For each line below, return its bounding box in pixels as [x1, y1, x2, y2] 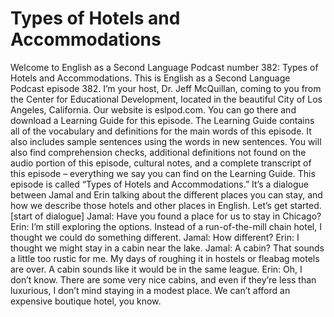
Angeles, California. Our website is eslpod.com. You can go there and [10, 103, 297, 116]
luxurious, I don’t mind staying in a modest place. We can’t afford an [10, 284, 291, 296]
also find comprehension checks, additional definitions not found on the [10, 146, 307, 158]
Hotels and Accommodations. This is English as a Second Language [10, 72, 291, 84]
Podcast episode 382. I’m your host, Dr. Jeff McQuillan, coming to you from [10, 82, 322, 94]
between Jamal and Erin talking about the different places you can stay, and [10, 188, 323, 201]
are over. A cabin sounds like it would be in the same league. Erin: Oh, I [10, 263, 303, 275]
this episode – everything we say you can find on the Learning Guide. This [10, 167, 316, 179]
